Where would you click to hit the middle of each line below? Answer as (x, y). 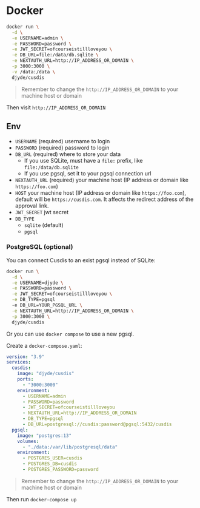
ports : (25, 379)
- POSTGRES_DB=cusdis (50, 464)
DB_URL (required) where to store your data (68, 154)
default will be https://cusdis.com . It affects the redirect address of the (104, 199)
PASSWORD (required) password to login (62, 147)
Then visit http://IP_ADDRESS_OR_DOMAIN (56, 107)
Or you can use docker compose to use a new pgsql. (70, 334)
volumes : (28, 441)
